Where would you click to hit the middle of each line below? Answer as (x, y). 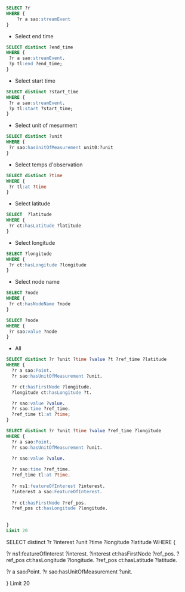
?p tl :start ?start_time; (41, 108)
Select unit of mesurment (46, 126)
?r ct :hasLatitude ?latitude (45, 226)
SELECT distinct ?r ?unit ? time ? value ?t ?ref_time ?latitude (87, 359)
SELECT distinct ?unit (34, 136)
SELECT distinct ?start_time (42, 92)
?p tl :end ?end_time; (36, 64)
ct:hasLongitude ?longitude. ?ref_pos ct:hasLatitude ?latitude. (102, 560)
